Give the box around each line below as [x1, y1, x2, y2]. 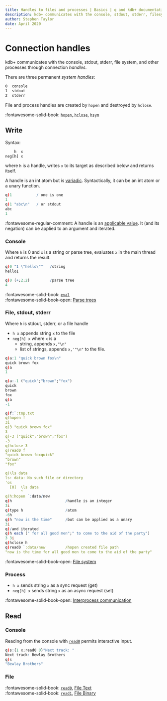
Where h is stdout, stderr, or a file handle [5, 320, 88, 327]
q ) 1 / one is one [5, 192, 64, 197]
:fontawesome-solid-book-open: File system [5, 558, 96, 564]
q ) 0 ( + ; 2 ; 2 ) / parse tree [5, 278, 75, 283]
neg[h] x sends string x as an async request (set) [12, 588, 114, 594]
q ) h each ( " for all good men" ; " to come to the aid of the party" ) [5, 531, 150, 536]
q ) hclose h [5, 540, 28, 545]
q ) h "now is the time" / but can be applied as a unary [5, 517, 133, 522]
